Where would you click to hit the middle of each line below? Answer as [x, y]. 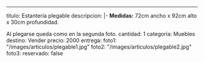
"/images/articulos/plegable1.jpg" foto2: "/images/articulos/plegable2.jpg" [99, 47]
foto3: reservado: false [35, 53]
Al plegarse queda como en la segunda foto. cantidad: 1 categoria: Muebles [101, 34]
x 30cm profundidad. [32, 22]
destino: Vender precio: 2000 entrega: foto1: [62, 40]
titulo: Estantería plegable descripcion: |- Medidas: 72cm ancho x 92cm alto [102, 15]
